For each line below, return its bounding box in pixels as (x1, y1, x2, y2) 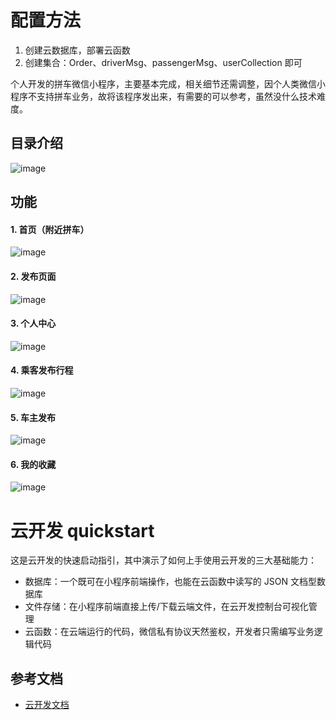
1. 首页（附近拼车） (10, 223, 90, 235)
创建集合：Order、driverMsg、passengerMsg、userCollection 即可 (24, 56, 303, 68)
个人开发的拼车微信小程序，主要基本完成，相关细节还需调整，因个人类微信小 (10, 77, 326, 90)
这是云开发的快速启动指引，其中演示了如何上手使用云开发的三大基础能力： (10, 554, 317, 566)
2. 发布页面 (10, 270, 57, 282)
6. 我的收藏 (10, 458, 57, 470)
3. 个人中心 (10, 317, 57, 330)
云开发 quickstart (10, 519, 155, 542)
